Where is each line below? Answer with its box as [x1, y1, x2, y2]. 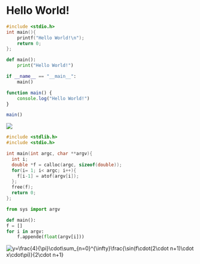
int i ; [11, 156, 28, 162]
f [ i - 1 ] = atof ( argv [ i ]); [17, 173, 79, 179]
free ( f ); [11, 184, 34, 190]
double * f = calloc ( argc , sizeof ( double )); [11, 162, 122, 168]
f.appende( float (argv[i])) [17, 234, 85, 240]
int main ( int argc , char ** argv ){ [6, 151, 93, 157]
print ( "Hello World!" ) [17, 63, 74, 69]
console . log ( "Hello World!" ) [17, 95, 90, 101]
